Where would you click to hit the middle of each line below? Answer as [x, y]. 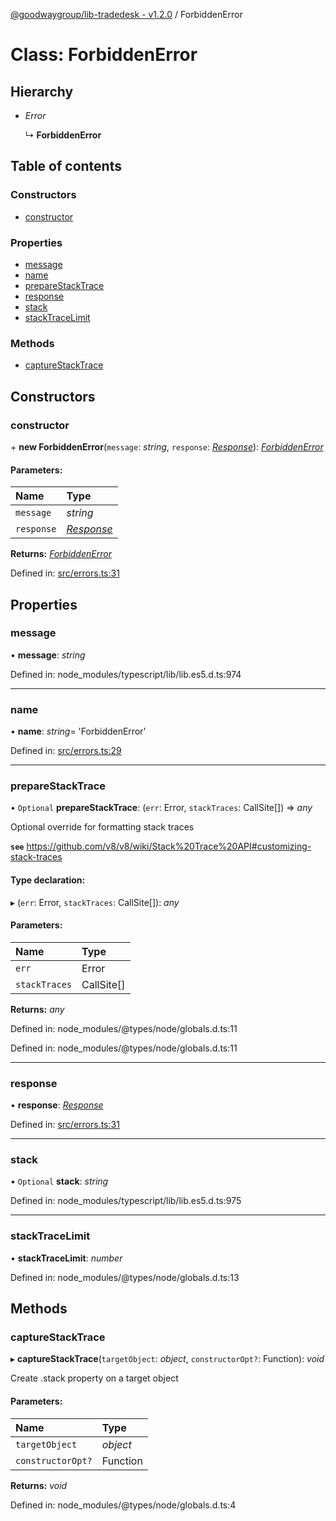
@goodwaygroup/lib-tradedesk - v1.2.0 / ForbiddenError [126, 14]
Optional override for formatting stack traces [102, 827]
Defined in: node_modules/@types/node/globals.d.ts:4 [123, 1505]
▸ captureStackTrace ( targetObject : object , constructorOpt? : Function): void [167, 1359]
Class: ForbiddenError [104, 55]
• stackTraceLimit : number [66, 1258]
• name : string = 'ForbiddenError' [78, 731]
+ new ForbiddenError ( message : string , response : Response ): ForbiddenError [167, 446]
